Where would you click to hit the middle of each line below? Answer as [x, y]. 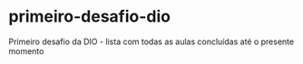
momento [26, 50]
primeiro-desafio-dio [90, 17]
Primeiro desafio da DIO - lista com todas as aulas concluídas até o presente [151, 41]
